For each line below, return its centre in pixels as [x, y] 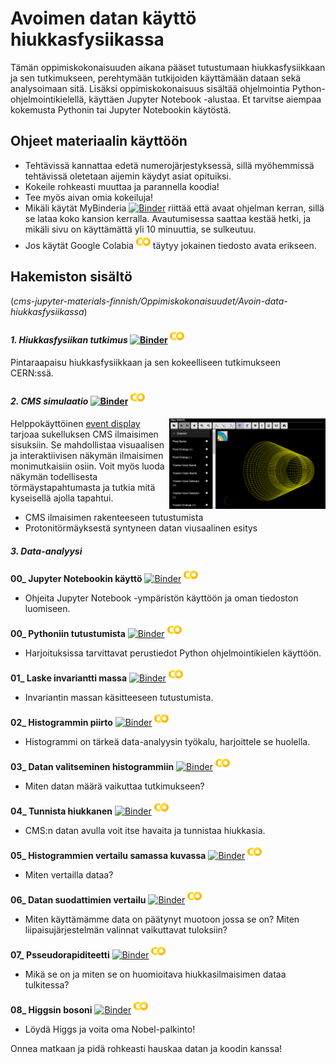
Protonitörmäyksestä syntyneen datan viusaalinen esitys [141, 528]
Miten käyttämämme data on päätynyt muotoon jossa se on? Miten [162, 919]
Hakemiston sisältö [71, 277]
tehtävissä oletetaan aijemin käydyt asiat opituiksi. [128, 176]
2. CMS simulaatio [49, 401]
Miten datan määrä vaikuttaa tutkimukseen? [114, 786]
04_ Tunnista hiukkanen [61, 811]
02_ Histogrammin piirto [61, 723]
